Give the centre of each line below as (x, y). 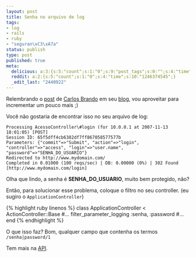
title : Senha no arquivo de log (45, 17)
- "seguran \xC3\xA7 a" (32, 44)
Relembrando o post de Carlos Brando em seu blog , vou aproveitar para (92, 99)
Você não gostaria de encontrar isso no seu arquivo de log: (77, 116)
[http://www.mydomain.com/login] (47, 168)
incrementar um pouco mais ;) (42, 105)
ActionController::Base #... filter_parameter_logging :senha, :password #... (95, 214)
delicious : (24, 71)
